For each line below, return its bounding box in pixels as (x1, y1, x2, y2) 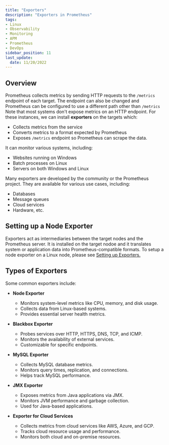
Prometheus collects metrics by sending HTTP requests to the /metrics (5, 93, 155, 99)
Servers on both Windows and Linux (12, 166, 89, 172)
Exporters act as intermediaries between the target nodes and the (5, 235, 144, 241)
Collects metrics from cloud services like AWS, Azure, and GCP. (20, 422, 154, 429)
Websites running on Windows (12, 154, 77, 161)
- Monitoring (5, 31, 33, 36)
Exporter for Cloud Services (12, 413, 73, 419)
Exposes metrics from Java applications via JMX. (20, 392, 124, 398)
